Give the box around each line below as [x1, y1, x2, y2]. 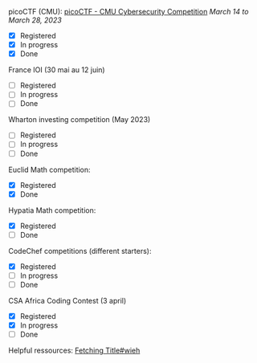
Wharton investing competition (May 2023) [8, 115, 151, 124]
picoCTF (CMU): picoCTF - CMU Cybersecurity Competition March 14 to [8, 7, 249, 16]
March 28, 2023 [8, 15, 62, 25]
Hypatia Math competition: [8, 205, 96, 215]
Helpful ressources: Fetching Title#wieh [8, 345, 141, 356]
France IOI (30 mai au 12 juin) [8, 65, 106, 75]
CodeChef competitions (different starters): [8, 246, 152, 255]
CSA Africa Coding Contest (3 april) [8, 296, 127, 305]
